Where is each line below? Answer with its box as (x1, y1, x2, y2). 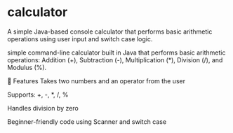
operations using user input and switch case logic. (7, 34, 153, 43)
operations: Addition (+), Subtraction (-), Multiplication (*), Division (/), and (7, 55, 223, 64)
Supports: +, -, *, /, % (7, 90, 69, 99)
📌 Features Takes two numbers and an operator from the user (7, 76, 186, 85)
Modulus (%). (7, 63, 47, 71)
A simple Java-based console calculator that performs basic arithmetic (7, 27, 213, 36)
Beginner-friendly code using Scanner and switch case (7, 117, 167, 126)
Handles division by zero (7, 104, 79, 112)
